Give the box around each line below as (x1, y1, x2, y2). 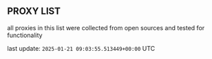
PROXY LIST (7, 5, 61, 17)
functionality (7, 31, 43, 39)
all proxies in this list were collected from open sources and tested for (7, 23, 205, 32)
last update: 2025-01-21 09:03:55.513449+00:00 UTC (7, 44, 156, 52)
